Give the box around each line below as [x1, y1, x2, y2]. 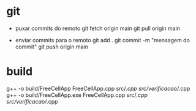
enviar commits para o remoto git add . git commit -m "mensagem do [15, 36, 190, 44]
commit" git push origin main [15, 43, 89, 50]
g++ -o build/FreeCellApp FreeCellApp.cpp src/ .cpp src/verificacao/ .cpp [6, 85, 190, 92]
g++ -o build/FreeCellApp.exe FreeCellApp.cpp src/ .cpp [6, 91, 148, 99]
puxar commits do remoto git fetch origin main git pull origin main [15, 25, 181, 32]
